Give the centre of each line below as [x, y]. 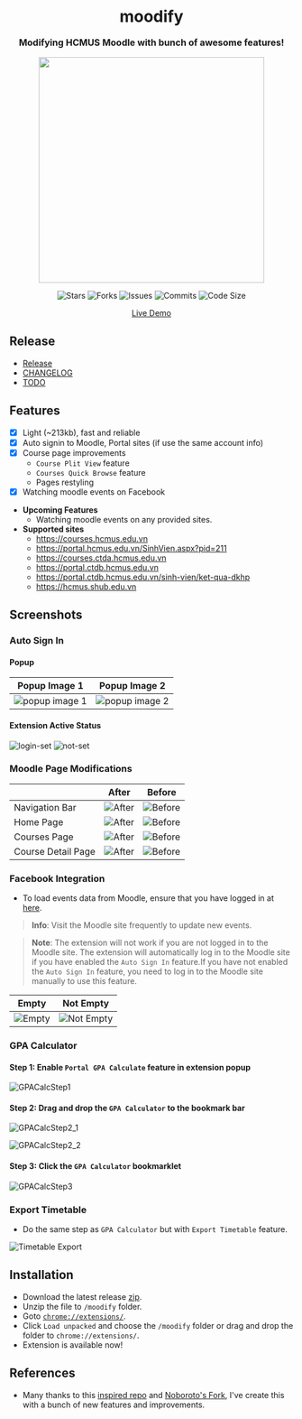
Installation [41, 1275]
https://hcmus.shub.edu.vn [86, 586]
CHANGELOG [48, 373]
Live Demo [151, 312]
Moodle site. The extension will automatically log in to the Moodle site [160, 952]
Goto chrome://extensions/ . [74, 1316]
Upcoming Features [60, 510]
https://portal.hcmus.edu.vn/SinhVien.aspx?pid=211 [131, 548]
